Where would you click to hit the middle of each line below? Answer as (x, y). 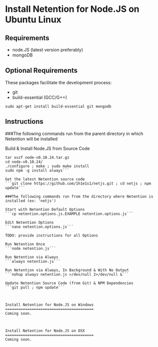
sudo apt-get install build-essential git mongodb (58, 106)
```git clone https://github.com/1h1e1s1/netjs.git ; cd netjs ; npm (78, 183)
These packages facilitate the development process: (59, 82)
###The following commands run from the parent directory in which (74, 133)
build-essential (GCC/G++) (40, 97)
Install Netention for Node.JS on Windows (49, 305)
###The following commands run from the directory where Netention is (79, 197)
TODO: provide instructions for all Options (52, 235)
